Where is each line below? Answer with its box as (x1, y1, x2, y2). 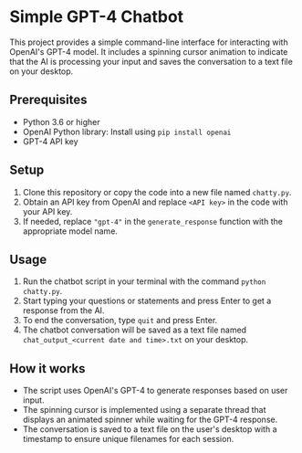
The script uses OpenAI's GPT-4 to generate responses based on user (22, 385, 288, 396)
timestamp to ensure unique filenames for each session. (22, 434, 234, 445)
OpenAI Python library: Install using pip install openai (22, 126, 232, 137)
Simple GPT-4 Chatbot (9, 6, 184, 27)
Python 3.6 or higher (22, 116, 100, 127)
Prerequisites (9, 92, 88, 108)
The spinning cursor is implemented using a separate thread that (22, 405, 266, 416)
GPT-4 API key (22, 135, 79, 147)
